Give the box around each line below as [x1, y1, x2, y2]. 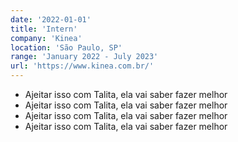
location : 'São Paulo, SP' [10, 42, 123, 53]
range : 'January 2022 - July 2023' [10, 52, 159, 62]
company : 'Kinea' [10, 33, 83, 43]
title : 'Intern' [10, 24, 78, 34]
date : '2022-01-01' [10, 14, 92, 25]
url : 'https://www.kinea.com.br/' [10, 61, 155, 71]
